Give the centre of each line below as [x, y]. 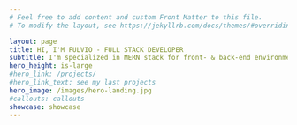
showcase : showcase [45, 107]
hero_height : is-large [51, 66]
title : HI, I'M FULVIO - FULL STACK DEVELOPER [96, 49]
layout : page [33, 41]
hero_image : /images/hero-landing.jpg [80, 90]
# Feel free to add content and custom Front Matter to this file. [136, 17]
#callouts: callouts [47, 99]
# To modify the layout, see [63, 26]
